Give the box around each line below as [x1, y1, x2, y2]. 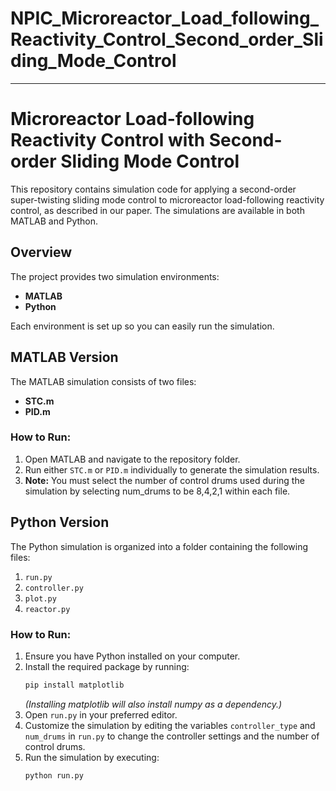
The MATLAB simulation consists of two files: [10, 375, 197, 387]
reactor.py [24, 604, 71, 614]
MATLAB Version [10, 349, 119, 366]
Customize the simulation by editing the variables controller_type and [24, 719, 316, 731]
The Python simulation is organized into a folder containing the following [10, 540, 309, 552]
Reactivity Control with [10, 129, 206, 152]
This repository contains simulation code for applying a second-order [10, 183, 297, 195]
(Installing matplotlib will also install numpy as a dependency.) [24, 698, 283, 710]
